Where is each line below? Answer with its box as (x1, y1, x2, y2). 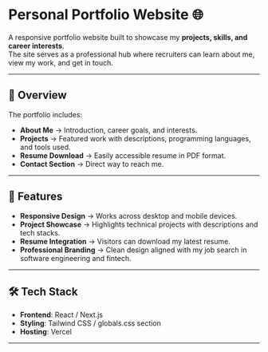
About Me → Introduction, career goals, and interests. (19, 125, 198, 135)
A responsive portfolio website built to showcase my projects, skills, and (8, 32, 248, 42)
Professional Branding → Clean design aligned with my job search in (19, 245, 247, 255)
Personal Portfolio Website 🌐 (8, 6, 203, 24)
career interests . (8, 41, 65, 50)
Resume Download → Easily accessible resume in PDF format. (19, 150, 227, 160)
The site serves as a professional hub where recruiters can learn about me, (8, 49, 255, 59)
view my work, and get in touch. (8, 57, 114, 67)
